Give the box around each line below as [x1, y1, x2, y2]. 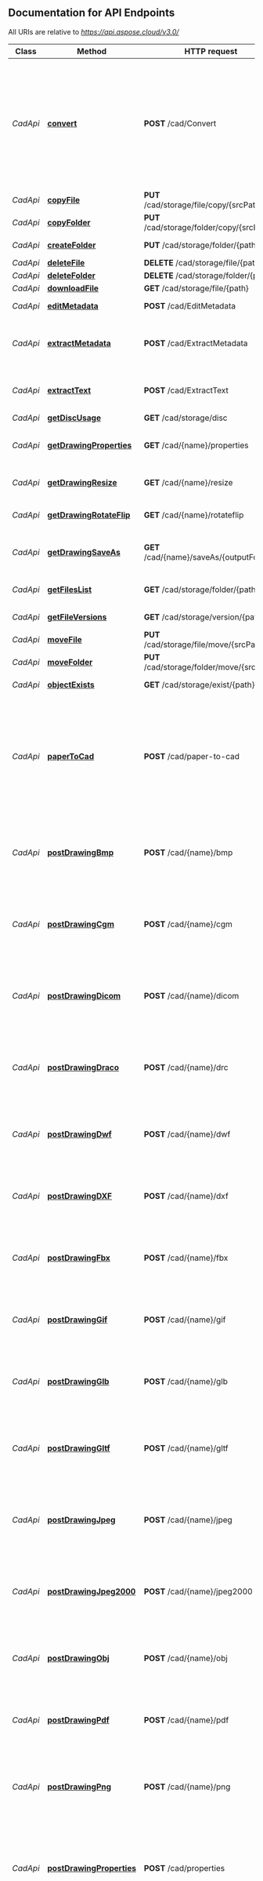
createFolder [47, 239, 96, 250]
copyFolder [47, 217, 91, 228]
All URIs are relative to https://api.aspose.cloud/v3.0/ [8, 27, 179, 36]
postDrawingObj [47, 1653, 110, 1664]
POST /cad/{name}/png [143, 1781, 231, 1792]
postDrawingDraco [47, 1061, 120, 1072]
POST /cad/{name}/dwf [143, 1128, 231, 1139]
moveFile [47, 634, 82, 645]
